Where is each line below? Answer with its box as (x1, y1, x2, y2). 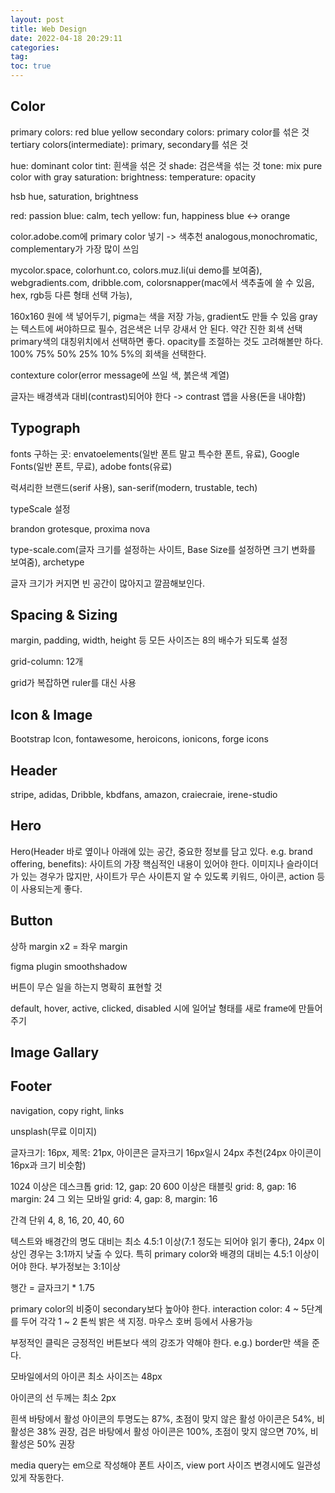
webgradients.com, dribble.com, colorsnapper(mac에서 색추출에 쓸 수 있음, (10, 276, 315, 288)
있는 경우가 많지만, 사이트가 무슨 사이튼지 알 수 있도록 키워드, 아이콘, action (20, 870, 315, 882)
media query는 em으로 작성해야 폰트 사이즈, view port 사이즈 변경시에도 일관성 (10, 1459, 322, 1471)
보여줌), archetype (10, 556, 85, 568)
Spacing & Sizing (10, 607, 118, 624)
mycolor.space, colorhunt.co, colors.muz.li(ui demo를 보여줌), (10, 264, 263, 276)
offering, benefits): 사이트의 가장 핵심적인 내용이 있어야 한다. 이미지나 (10, 857, 285, 870)
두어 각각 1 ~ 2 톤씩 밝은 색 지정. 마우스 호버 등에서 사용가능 (20, 1315, 253, 1327)
